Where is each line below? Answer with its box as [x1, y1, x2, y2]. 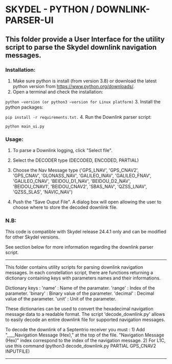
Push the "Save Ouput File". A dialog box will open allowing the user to [12, 199, 162, 205]
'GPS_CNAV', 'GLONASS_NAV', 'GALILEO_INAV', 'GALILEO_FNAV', [12, 173, 152, 179]
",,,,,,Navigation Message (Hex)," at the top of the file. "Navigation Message [5, 332, 165, 338]
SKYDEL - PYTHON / [5, 4, 95, 15]
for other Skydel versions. [5, 234, 60, 240]
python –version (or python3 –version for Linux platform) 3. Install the [5, 98, 161, 104]
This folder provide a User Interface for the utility [5, 35, 165, 44]
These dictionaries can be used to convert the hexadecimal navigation [5, 306, 154, 312]
